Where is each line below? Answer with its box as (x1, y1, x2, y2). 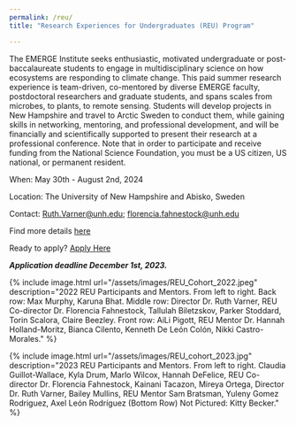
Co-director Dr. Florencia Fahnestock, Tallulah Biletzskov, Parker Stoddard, (9, 305, 282, 315)
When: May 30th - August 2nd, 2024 (9, 174, 144, 184)
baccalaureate (9, 63, 62, 73)
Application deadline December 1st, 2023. (9, 259, 168, 270)
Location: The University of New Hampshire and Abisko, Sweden (9, 191, 246, 202)
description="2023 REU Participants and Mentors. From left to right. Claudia (9, 359, 286, 370)
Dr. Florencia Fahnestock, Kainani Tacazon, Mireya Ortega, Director (39, 378, 285, 390)
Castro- (235, 324, 264, 335)
